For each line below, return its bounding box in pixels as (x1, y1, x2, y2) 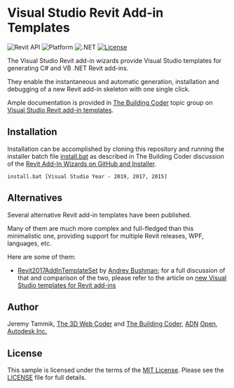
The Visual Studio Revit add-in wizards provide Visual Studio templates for (7, 56, 222, 64)
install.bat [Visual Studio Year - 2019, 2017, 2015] (7, 173, 168, 180)
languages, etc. (7, 239, 52, 247)
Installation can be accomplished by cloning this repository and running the (7, 145, 225, 153)
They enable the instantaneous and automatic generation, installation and (7, 77, 219, 85)
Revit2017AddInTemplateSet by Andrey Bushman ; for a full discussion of (17, 266, 226, 274)
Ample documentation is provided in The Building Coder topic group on (7, 98, 213, 106)
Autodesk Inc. (7, 327, 48, 336)
